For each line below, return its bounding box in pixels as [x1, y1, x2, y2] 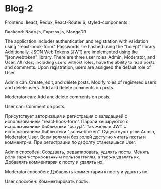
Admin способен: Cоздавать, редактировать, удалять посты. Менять [5, 149, 150, 155]
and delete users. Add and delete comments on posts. [5, 84, 115, 90]
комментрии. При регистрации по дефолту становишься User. [5, 139, 136, 145]
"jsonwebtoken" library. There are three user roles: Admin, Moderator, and [5, 54, 156, 60]
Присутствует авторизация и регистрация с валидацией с [5, 113, 128, 119]
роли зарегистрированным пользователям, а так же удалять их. [5, 154, 141, 160]
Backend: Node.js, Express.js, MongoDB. [5, 29, 88, 34]
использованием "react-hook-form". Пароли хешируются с [5, 118, 129, 124]
